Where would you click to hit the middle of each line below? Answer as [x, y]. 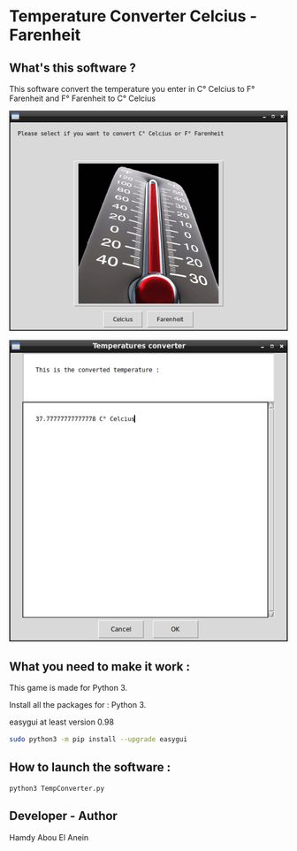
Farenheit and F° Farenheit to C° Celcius [83, 98]
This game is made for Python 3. [69, 688]
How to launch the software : [90, 767]
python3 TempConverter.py [57, 788]
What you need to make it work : [99, 667]
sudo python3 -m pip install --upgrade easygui [99, 740]
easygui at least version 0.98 [62, 722]
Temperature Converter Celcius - [133, 16]
